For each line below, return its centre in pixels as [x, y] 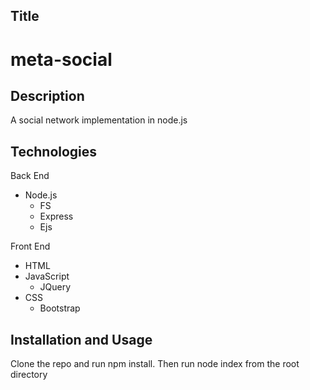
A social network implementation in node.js [99, 120]
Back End [30, 176]
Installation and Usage [81, 339]
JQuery [55, 287]
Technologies [54, 151]
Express [56, 216]
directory [29, 375]
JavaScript [47, 276]
